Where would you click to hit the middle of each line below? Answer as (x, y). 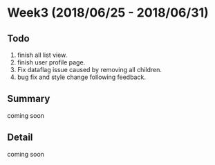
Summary (29, 99)
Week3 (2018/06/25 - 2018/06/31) (108, 13)
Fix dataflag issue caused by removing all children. (90, 70)
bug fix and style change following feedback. (82, 77)
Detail (20, 138)
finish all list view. (42, 55)
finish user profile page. (51, 62)
